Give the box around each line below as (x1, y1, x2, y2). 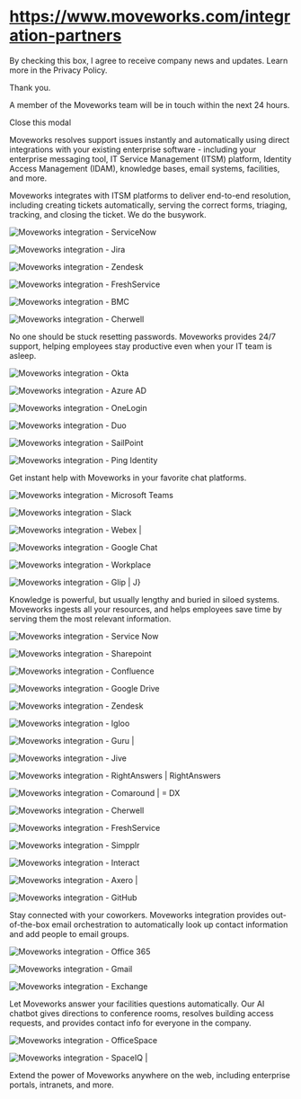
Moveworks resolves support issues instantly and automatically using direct (9, 134, 290, 145)
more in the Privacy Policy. (9, 65, 108, 76)
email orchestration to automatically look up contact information (51, 919, 288, 930)
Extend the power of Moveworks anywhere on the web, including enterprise (9, 1069, 290, 1080)
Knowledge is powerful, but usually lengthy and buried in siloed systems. (9, 594, 280, 604)
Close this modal (9, 117, 72, 128)
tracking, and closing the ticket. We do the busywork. (9, 209, 207, 219)
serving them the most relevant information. (9, 613, 172, 624)
